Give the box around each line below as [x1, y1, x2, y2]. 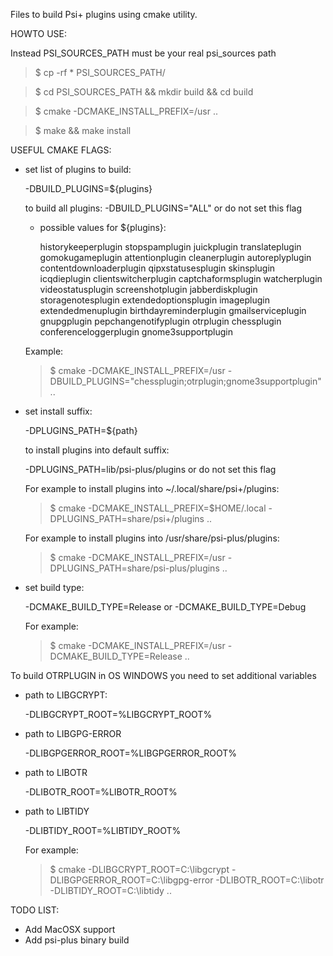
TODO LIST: [10, 904, 60, 916]
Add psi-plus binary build [24, 934, 130, 946]
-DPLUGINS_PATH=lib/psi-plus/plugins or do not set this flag [24, 464, 277, 475]
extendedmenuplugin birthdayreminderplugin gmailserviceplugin [39, 305, 307, 316]
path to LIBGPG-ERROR [24, 728, 122, 739]
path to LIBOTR [24, 767, 88, 778]
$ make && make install [34, 125, 132, 136]
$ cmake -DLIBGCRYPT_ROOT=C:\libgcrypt [49, 864, 230, 875]
